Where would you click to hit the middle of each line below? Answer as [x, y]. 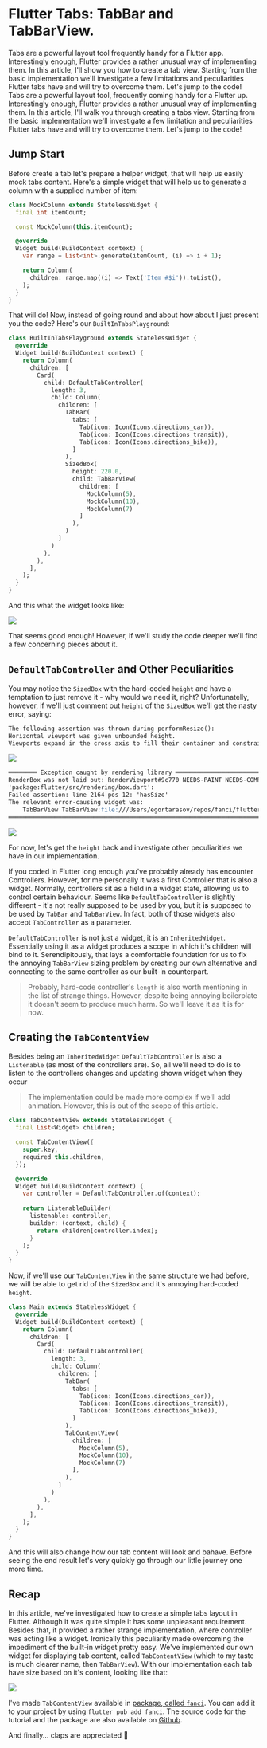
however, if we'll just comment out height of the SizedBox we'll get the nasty [133, 705]
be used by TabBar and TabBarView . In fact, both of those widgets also [122, 913]
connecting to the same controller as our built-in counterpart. [108, 971]
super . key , [41, 1149]
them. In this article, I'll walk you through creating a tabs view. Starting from [132, 112]
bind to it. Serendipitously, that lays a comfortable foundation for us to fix [128, 954]
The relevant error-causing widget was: [76, 802]
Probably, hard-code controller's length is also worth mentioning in [137, 987]
